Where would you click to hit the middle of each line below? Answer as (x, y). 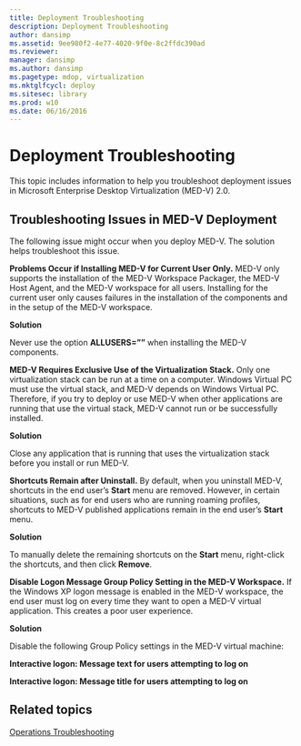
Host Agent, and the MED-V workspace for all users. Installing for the (139, 288)
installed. (26, 418)
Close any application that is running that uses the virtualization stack (140, 453)
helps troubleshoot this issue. (65, 251)
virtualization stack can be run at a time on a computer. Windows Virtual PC (151, 379)
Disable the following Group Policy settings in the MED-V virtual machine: (147, 646)
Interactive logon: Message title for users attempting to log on (129, 681)
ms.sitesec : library (49, 94)
